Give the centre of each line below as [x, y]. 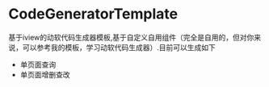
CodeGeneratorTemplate [93, 14]
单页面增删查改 [45, 74]
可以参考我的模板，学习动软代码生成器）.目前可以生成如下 [119, 47]
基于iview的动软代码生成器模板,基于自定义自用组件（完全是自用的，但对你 [131, 37]
